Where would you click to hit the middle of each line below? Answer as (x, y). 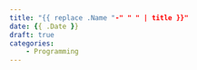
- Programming (52, 52)
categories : (32, 43)
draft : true (32, 35)
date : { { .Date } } (44, 26)
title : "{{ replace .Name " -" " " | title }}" (99, 18)
